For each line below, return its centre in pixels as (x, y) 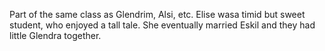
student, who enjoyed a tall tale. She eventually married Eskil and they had (162, 25)
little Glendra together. (55, 35)
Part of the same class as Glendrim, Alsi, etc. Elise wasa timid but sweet (157, 14)
